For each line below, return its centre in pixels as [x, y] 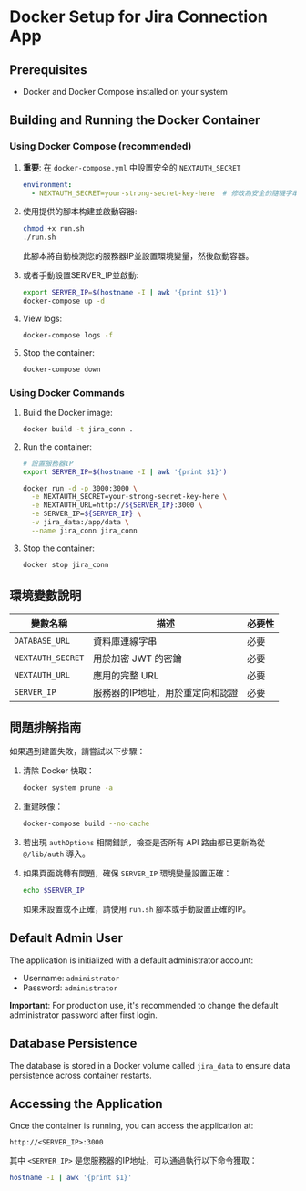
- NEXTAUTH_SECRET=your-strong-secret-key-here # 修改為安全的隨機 [158, 193]
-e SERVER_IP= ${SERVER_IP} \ [87, 514]
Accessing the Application [86, 1104]
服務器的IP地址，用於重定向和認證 [165, 692]
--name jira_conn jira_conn [85, 531]
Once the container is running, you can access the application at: [132, 1126]
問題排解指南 [46, 727]
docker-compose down [61, 369]
